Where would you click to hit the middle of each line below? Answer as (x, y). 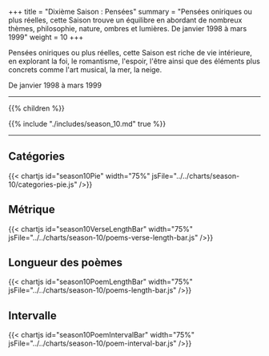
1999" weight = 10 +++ (46, 37)
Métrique (32, 210)
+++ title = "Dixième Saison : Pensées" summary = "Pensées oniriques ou (130, 12)
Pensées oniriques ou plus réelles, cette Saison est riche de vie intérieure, (130, 53)
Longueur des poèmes (65, 263)
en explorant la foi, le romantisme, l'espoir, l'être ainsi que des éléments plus (134, 61)
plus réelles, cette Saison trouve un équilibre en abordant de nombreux (125, 20)
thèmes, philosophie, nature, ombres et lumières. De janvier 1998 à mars (128, 28)
